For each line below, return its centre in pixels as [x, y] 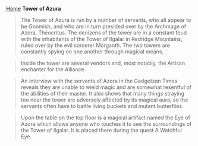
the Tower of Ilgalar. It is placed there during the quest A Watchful [101, 130]
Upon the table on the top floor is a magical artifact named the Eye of [105, 118]
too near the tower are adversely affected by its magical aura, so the [104, 100]
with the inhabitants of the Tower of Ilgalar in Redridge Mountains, [101, 39]
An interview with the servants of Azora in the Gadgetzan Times [99, 81]
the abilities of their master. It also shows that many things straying [103, 93]
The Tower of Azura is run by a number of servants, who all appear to [106, 20]
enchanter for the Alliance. [53, 69]
